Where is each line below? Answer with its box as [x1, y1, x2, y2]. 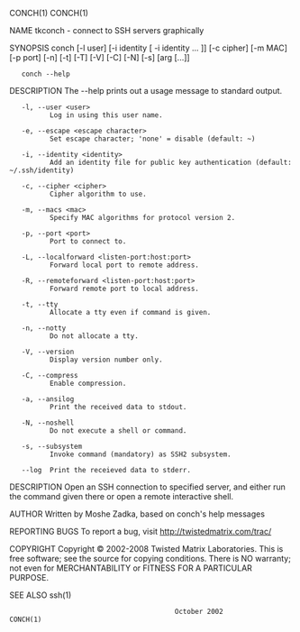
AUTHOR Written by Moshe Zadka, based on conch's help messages [9, 508, 266, 519]
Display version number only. [49, 355, 164, 364]
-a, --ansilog [21, 395, 75, 404]
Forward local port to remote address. [49, 261, 200, 270]
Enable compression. [49, 379, 127, 388]
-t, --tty [21, 300, 59, 309]
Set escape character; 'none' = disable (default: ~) [49, 134, 256, 143]
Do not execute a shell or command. [49, 426, 187, 435]
